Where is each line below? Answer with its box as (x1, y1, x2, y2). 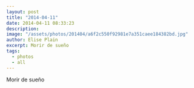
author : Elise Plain (6, 37, 59, 43)
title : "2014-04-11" (6, 14, 59, 20)
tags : (6, 48, 20, 54)
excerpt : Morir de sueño (6, 43, 69, 49)
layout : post (6, 8, 39, 15)
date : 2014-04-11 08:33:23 (6, 20, 75, 26)
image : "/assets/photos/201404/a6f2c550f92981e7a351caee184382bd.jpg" (6, 31, 189, 37)
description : (6, 25, 39, 32)
